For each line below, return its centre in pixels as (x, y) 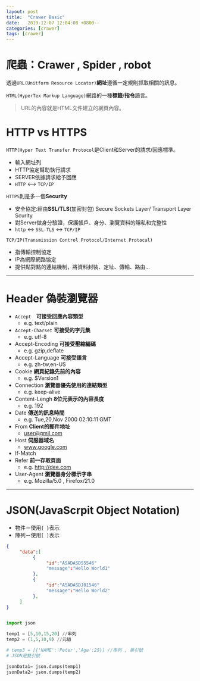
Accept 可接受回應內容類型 (49, 316)
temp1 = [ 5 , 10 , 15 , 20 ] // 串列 (41, 634)
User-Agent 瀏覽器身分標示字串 (53, 474)
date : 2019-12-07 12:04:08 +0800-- (53, 23)
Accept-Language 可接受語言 (51, 357)
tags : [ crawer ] (25, 34)
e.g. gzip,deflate (44, 350)
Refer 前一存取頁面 (38, 460)
